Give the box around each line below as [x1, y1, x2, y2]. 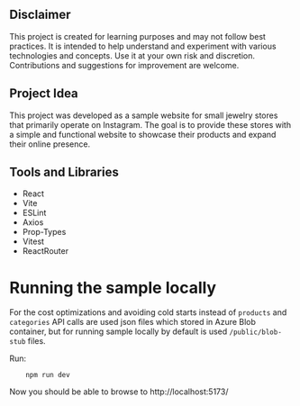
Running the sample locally [9, 277, 217, 298]
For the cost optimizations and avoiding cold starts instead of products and [9, 307, 287, 318]
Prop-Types [22, 227, 67, 238]
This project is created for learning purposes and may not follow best [9, 31, 266, 41]
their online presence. [9, 139, 91, 149]
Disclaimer [9, 7, 71, 23]
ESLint [22, 207, 47, 219]
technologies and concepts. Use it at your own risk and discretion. [9, 50, 255, 61]
